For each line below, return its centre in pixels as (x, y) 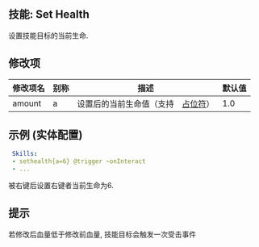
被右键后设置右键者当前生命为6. (61, 186)
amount (27, 103)
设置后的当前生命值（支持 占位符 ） (146, 103)
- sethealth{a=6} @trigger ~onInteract (79, 161)
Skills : (25, 154)
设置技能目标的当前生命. (48, 36)
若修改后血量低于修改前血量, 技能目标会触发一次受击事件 (102, 234)
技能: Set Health (49, 15)
